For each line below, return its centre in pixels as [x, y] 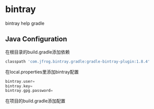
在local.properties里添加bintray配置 [42, 72]
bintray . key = [19, 86]
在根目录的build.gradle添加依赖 [38, 52]
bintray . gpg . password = [29, 91]
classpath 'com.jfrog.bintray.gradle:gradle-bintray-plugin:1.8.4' [78, 62]
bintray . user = [20, 81]
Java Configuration [36, 39]
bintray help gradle [25, 23]
